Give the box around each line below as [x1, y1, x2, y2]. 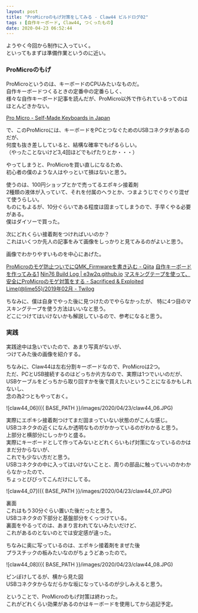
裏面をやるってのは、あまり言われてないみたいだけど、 [6, 521, 140, 529]
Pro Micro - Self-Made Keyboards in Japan [6, 114, 110, 121]
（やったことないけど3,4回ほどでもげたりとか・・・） [6, 148, 138, 155]
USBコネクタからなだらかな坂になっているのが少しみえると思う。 [6, 580, 166, 588]
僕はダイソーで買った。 [6, 218, 63, 225]
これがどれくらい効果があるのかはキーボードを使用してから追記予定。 [6, 600, 177, 607]
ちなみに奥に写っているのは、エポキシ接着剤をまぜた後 [6, 542, 140, 549]
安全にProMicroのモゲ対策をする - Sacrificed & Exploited [6, 278, 144, 285]
